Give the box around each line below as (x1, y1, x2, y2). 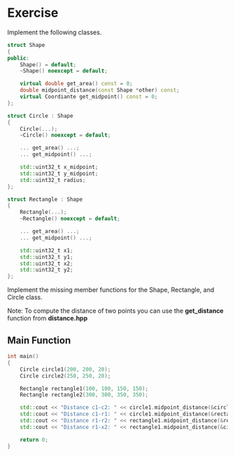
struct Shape (7, 41, 45, 48)
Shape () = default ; (20, 61, 77, 68)
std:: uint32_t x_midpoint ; (20, 164, 99, 171)
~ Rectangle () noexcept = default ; (20, 215, 120, 222)
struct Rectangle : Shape (7, 196, 83, 203)
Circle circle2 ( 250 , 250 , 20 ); (20, 372, 111, 379)
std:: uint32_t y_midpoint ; (20, 170, 99, 177)
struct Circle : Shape (7, 112, 73, 120)
